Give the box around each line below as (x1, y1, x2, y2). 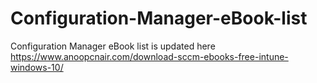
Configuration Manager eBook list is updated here (10, 40, 216, 52)
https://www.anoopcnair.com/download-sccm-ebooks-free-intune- (10, 50, 289, 62)
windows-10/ (10, 61, 64, 73)
